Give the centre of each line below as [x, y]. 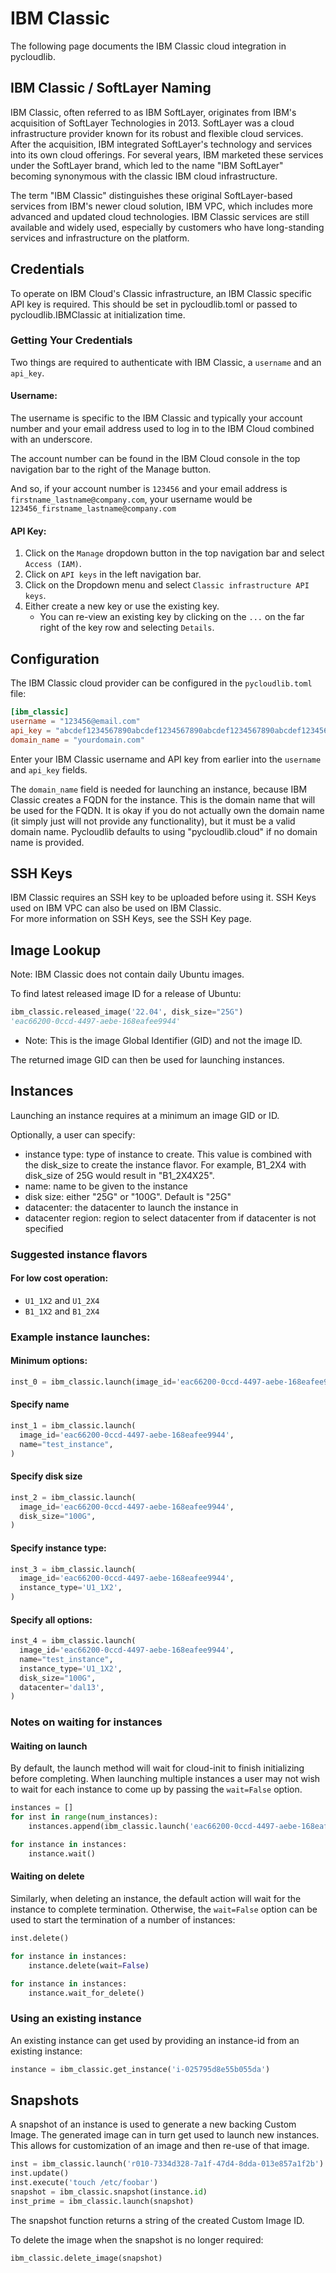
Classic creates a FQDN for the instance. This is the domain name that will [163, 799]
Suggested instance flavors [79, 1254]
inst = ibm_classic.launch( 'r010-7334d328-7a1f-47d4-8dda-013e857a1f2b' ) [167, 2164]
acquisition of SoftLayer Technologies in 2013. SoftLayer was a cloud [152, 123]
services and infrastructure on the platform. [100, 238]
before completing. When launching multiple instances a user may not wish [165, 1779]
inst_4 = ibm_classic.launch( [73, 1641]
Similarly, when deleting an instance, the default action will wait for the [156, 1899]
